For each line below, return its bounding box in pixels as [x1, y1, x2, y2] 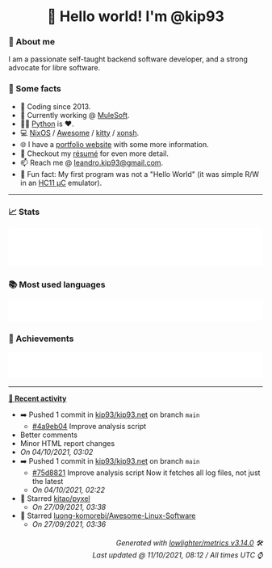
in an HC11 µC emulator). [19, 178, 103, 187]
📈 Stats [8, 206, 40, 217]
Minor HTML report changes [19, 438, 115, 448]
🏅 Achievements [8, 333, 74, 344]
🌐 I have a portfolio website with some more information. [19, 139, 210, 149]
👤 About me [8, 36, 55, 48]
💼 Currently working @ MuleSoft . [19, 110, 130, 120]
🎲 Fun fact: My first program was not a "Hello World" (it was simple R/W [19, 169, 260, 179]
